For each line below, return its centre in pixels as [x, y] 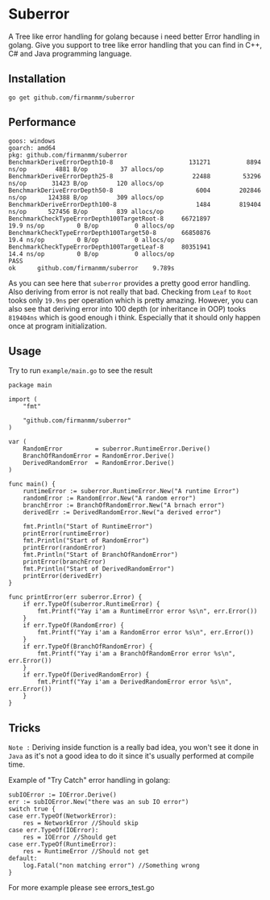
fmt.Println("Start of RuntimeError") [88, 527]
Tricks [25, 728]
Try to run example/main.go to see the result [81, 370]
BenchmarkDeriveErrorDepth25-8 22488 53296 [135, 176]
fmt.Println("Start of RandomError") [86, 541]
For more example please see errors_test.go [81, 888]
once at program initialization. [58, 326]
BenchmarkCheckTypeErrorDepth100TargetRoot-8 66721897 [110, 219]
